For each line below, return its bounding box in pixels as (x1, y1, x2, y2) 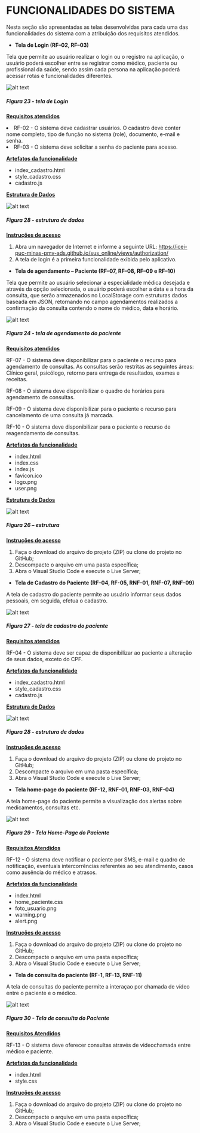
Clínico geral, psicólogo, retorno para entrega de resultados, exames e (6, 369, 180, 376)
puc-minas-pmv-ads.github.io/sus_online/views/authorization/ (14, 249, 169, 257)
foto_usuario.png (14, 905, 57, 912)
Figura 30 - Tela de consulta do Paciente (6, 1014, 109, 1022)
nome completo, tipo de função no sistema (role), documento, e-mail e (6, 130, 180, 138)
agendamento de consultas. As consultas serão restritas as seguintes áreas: (6, 363, 194, 370)
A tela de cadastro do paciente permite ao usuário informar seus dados (6, 590, 181, 598)
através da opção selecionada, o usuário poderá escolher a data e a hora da (6, 285, 194, 293)
